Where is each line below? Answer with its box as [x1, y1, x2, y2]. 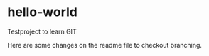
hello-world [7, 4, 78, 20]
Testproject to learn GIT [7, 27, 77, 36]
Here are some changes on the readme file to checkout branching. [7, 41, 203, 49]
